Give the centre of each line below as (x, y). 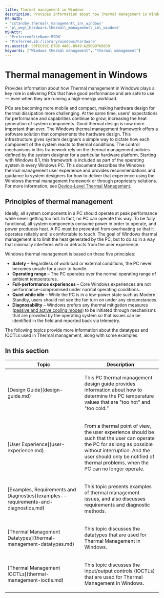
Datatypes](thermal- (31, 538)
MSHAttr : (14, 32)
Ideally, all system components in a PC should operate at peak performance (81, 213)
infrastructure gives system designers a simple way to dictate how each (77, 139)
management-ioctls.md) (36, 580)
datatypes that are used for (116, 535)
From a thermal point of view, (118, 426)
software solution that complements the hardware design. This (68, 134)
